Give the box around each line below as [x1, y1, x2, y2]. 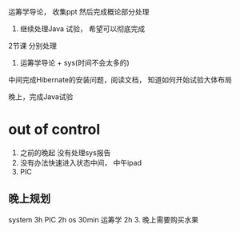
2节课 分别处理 [8, 41, 58, 50]
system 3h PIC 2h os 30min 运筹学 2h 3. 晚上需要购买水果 [8, 214, 198, 224]
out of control [8, 121, 101, 138]
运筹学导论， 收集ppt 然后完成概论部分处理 [8, 7, 150, 16]
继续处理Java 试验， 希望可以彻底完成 [19, 24, 146, 34]
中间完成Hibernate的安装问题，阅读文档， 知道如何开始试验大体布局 [8, 75, 232, 84]
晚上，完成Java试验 [8, 92, 74, 102]
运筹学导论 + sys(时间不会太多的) [19, 58, 130, 67]
